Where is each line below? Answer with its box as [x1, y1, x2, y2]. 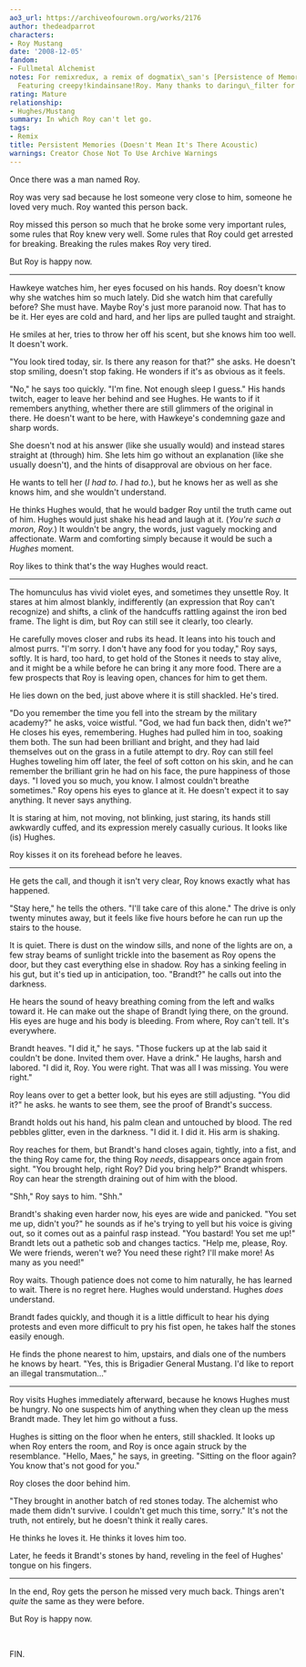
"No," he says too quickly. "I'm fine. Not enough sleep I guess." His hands [9, 384, 286, 394]
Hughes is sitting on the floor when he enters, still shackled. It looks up [9, 1431, 276, 1442]
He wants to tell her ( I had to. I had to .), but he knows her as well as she [9, 476, 279, 487]
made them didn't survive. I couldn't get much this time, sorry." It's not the [9, 1505, 289, 1516]
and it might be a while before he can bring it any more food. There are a [9, 662, 282, 673]
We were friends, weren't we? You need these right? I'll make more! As [9, 1247, 275, 1258]
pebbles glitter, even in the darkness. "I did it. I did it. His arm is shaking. [9, 1126, 280, 1137]
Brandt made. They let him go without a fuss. [9, 1413, 178, 1424]
